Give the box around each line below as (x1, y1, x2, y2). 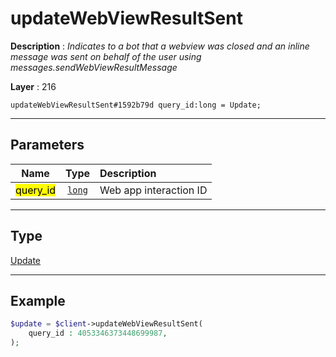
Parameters (10, 137, 85, 154)
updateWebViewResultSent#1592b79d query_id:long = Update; (10, 100, 262, 110)
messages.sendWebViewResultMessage (10, 61, 178, 73)
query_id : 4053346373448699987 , (28, 328, 168, 339)
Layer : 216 (10, 80, 57, 92)
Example (10, 292, 66, 309)
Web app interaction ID (99, 183, 208, 197)
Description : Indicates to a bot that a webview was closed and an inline (10, 40, 310, 52)
